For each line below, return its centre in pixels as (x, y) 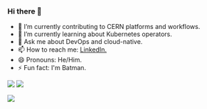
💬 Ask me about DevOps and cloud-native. (80, 42)
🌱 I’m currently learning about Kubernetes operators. (95, 34)
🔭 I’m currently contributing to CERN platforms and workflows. (109, 27)
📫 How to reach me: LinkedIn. (62, 50)
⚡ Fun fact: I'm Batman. (52, 68)
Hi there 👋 (25, 11)
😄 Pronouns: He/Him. (49, 60)
